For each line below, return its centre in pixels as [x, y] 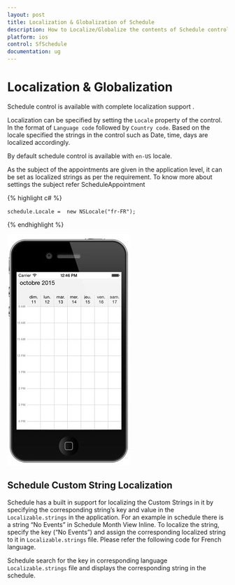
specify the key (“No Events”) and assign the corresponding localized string [116, 532]
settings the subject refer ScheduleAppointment [76, 184]
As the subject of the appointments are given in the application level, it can [115, 169]
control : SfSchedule [37, 44]
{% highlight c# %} [35, 198]
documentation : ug [34, 52]
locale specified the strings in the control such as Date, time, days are [108, 135]
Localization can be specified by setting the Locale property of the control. [115, 120]
